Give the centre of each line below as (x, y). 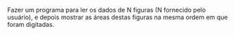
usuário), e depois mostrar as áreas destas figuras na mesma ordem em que (117, 17)
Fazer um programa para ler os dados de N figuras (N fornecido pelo (107, 10)
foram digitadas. (31, 24)
